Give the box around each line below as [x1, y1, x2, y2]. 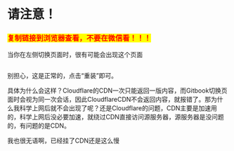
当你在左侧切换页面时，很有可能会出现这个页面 [7, 51, 143, 59]
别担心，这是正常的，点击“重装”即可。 [7, 72, 118, 80]
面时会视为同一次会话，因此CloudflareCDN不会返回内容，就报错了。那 [7, 96, 212, 104]
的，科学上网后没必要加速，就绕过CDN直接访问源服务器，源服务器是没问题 [7, 113, 224, 122]
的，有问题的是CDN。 [7, 122, 70, 130]
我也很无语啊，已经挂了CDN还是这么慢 [7, 136, 119, 145]
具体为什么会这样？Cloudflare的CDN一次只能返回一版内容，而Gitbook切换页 [7, 86, 228, 95]
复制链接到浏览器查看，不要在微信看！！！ [7, 33, 152, 43]
